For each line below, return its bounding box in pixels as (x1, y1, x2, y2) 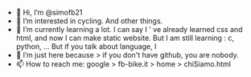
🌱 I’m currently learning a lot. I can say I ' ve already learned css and (15, 25, 243, 34)
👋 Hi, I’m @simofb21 (15, 8, 83, 17)
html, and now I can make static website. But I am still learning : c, (15, 33, 235, 43)
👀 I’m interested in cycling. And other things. (15, 16, 163, 26)
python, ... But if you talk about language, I (15, 42, 157, 51)
